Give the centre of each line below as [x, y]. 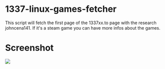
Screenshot [29, 48]
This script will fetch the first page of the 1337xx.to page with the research [81, 23]
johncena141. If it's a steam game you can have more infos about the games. [83, 28]
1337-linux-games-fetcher [61, 9]
